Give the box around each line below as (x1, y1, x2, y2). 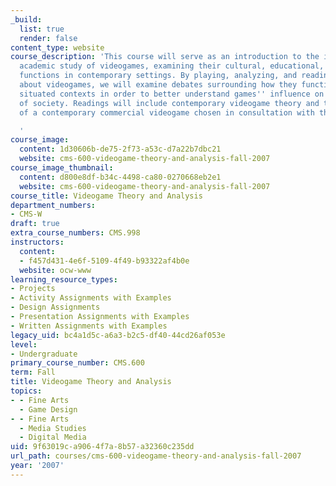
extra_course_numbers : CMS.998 (10, 228, 141, 238)
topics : (10, 386, 43, 396)
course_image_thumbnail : (10, 163, 114, 173)
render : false (19, 33, 78, 43)
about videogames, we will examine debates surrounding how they (19, 80, 298, 90)
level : (10, 339, 38, 350)
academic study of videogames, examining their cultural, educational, (19, 61, 325, 71)
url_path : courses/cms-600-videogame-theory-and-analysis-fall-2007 (10, 451, 302, 461)
